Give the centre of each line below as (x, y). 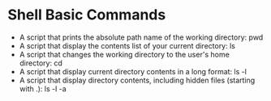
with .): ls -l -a (43, 88)
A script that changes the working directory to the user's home (125, 54)
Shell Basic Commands (87, 15)
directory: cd (41, 63)
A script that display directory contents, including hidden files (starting (137, 80)
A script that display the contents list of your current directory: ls (127, 45)
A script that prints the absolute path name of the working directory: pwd (141, 37)
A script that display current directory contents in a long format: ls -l (133, 71)
